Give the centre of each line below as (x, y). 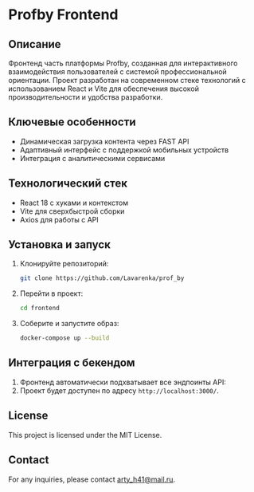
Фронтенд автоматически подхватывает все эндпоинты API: (123, 382)
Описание (35, 44)
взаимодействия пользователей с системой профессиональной (117, 72)
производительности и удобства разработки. (86, 97)
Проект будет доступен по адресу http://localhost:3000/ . (119, 390)
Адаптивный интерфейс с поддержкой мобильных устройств (124, 150)
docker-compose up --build (64, 338)
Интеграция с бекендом (72, 363)
